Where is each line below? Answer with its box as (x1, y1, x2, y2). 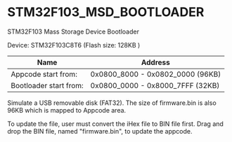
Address (141, 57, 171, 67)
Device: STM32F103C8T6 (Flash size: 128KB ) (7, 41, 141, 49)
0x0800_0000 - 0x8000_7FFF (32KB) (90, 80, 220, 90)
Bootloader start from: (11, 80, 84, 90)
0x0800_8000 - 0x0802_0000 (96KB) (90, 69, 221, 79)
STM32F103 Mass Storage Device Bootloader (7, 27, 139, 36)
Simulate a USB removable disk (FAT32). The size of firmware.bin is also (7, 99, 217, 107)
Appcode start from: (11, 69, 77, 79)
